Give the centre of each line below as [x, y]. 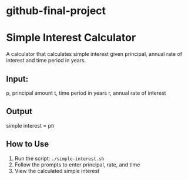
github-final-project [56, 11]
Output [19, 111]
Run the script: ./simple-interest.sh [59, 158]
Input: [17, 79]
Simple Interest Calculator [71, 38]
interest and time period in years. [46, 61]
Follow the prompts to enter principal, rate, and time [77, 164]
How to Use [28, 144]
